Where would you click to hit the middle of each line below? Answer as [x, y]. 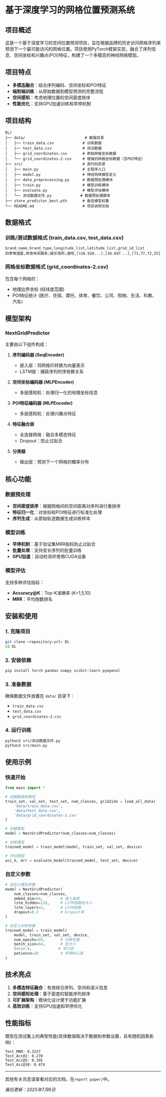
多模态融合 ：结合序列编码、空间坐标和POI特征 [59, 85]
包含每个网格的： [22, 279]
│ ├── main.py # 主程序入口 [55, 169]
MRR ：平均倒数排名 [32, 599]
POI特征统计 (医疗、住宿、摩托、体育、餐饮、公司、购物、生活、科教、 [84, 295]
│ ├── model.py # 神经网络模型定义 [61, 174]
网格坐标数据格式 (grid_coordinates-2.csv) [57, 267]
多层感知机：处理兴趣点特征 [48, 414]
